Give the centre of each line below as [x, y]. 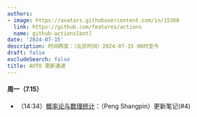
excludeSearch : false [39, 60]
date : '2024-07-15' [36, 40]
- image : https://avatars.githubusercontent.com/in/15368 [93, 20]
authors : [20, 14]
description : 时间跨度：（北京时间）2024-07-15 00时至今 [83, 46]
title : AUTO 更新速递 [37, 66]
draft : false [26, 53]
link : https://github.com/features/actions [78, 27]
